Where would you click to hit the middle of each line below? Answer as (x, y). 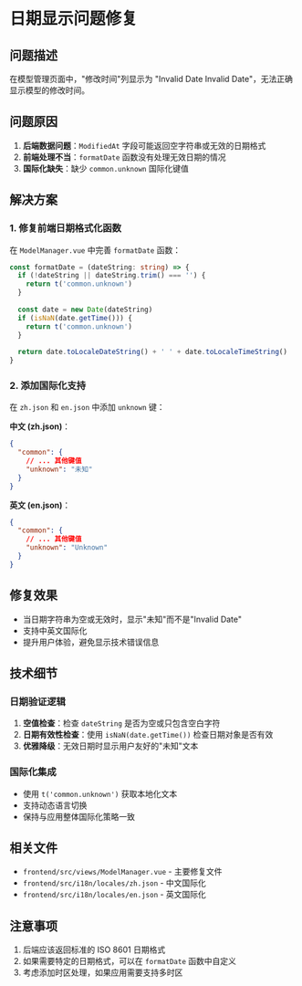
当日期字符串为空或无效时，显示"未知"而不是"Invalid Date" (132, 619)
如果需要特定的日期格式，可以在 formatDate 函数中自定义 (130, 961)
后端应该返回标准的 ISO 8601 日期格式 (94, 949)
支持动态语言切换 (55, 805)
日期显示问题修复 (74, 19)
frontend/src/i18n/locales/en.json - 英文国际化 (115, 895)
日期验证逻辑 (38, 701)
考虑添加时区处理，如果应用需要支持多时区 (103, 972)
